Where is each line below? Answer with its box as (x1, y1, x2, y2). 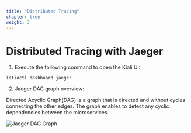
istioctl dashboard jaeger (6, 75, 72, 81)
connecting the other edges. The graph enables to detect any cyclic (6, 103, 169, 110)
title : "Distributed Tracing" (6, 8, 80, 15)
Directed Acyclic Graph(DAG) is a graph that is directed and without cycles (6, 97, 186, 104)
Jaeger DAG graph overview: (14, 85, 85, 92)
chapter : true (6, 14, 41, 20)
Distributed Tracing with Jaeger (6, 44, 164, 58)
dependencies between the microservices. (6, 109, 109, 116)
